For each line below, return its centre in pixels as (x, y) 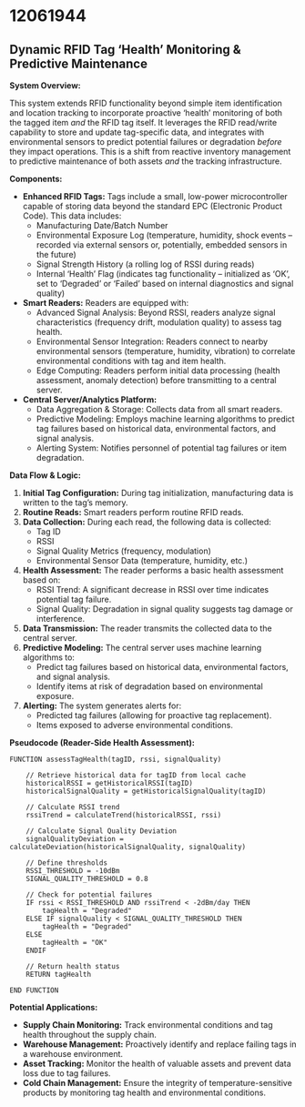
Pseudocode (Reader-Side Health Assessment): (102, 742)
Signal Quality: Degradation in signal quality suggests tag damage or (165, 609)
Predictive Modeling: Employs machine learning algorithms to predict (165, 419)
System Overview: (45, 86)
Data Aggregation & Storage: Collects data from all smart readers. (159, 409)
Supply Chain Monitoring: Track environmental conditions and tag (147, 1025)
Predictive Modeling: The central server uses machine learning (142, 648)
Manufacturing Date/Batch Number (102, 225)
